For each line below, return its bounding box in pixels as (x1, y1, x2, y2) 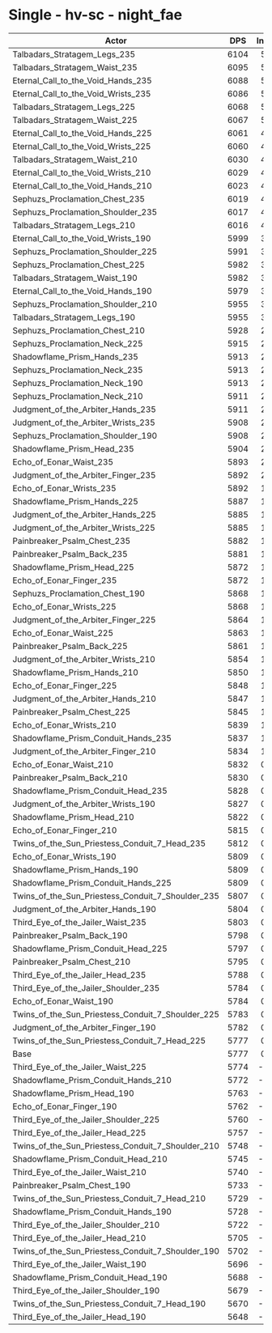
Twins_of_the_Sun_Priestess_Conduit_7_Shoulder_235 (12, 890, 220, 902)
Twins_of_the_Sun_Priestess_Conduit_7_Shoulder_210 (12, 1140, 220, 1151)
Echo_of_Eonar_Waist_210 (12, 758, 114, 770)
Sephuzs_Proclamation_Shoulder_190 (12, 430, 158, 441)
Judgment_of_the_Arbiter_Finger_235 (12, 469, 156, 481)
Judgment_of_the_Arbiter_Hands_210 (12, 693, 156, 704)
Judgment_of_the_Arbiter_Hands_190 (12, 903, 156, 915)
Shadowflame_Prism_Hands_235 (12, 350, 139, 362)
